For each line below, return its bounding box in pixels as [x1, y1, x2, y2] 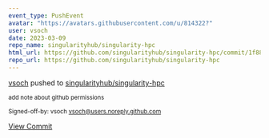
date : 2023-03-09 [8, 34, 66, 42]
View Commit [8, 121, 53, 131]
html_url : [8, 49, 42, 57]
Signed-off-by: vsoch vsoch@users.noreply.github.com [8, 107, 162, 116]
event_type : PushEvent [8, 11, 84, 20]
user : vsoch [8, 26, 48, 34]
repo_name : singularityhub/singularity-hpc [8, 41, 156, 49]
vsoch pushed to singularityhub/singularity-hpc [8, 77, 166, 88]
